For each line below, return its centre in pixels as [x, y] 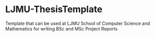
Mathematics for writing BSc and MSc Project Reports [62, 28]
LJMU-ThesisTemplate [54, 9]
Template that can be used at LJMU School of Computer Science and [78, 23]
